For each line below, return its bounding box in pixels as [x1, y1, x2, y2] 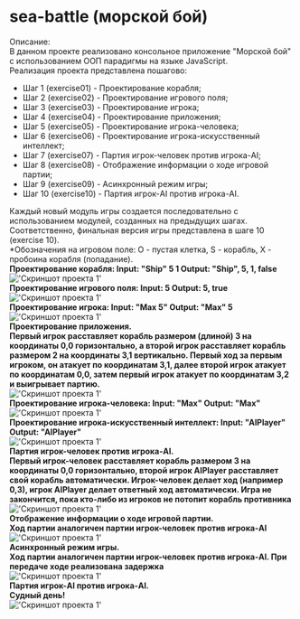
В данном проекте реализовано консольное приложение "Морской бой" [9, 45, 292, 56]
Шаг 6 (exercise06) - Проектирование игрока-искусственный [22, 130, 260, 141]
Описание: [9, 36, 51, 47]
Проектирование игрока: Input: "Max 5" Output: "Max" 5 [9, 301, 233, 313]
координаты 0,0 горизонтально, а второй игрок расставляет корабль [9, 340, 286, 351]
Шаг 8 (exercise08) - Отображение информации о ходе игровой [22, 159, 269, 170]
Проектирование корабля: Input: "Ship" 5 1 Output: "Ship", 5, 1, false [9, 263, 277, 274]
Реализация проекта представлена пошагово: [9, 65, 188, 76]
